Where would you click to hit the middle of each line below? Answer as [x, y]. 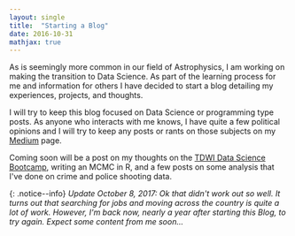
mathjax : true [35, 42]
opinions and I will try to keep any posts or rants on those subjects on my [143, 131]
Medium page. [35, 141]
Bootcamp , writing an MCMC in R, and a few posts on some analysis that [142, 167]
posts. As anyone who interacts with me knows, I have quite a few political [145, 122]
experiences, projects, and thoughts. [76, 95]
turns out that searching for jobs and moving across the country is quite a [144, 203]
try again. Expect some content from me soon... [97, 222]
